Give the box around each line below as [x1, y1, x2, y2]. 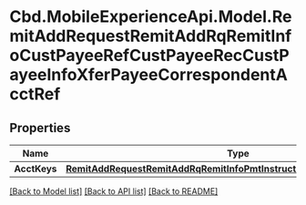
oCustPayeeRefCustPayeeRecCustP [9, 46, 290, 66]
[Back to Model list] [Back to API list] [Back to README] [9, 186, 219, 197]
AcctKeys [14, 162, 57, 175]
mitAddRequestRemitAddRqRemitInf [9, 26, 292, 46]
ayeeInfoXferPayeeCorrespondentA [9, 65, 289, 86]
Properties [9, 120, 71, 136]
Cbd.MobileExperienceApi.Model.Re [9, 6, 292, 27]
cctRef [9, 84, 61, 105]
